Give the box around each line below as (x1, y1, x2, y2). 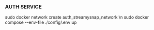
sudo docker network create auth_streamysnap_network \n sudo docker (5, 15, 149, 20)
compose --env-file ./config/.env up (5, 19, 77, 25)
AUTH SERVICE (5, 3, 42, 10)
